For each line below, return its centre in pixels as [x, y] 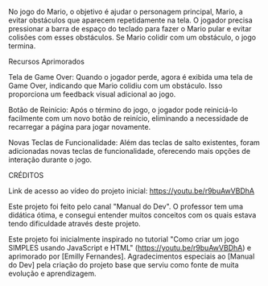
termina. [22, 46]
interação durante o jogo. [50, 160]
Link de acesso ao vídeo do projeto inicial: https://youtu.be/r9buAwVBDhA [132, 191]
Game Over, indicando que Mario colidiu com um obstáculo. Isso [115, 85]
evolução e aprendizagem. [52, 274]
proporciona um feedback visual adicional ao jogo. [92, 94]
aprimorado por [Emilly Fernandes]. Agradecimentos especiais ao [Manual [132, 256]
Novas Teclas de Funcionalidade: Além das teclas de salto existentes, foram [134, 143]
